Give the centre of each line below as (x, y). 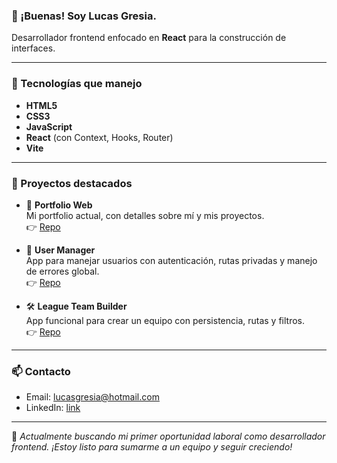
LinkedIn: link (53, 408)
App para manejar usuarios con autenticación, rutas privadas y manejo (171, 260)
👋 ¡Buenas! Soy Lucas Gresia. (84, 16)
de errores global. (62, 271)
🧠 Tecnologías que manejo (77, 84)
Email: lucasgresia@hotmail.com (92, 397)
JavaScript (49, 126)
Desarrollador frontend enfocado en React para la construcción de (149, 38)
